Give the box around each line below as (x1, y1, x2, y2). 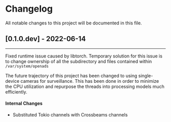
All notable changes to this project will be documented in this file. (5, 20, 142, 26)
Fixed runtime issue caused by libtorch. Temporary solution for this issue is (5, 53, 163, 59)
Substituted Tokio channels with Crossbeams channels (12, 111, 128, 117)
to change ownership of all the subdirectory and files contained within (5, 58, 152, 64)
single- (138, 72, 153, 79)
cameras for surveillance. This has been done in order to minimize (20, 78, 159, 84)
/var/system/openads (5, 64, 49, 69)
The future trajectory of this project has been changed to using (5, 72, 137, 79)
